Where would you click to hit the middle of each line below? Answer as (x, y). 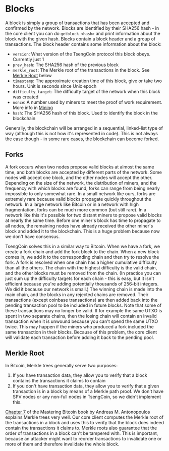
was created (25, 97)
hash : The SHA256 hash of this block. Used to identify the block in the (85, 113)
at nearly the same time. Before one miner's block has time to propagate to (83, 220)
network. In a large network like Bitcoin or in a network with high (72, 204)
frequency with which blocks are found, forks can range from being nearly (82, 188)
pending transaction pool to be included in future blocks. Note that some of (83, 305)
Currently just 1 (28, 59)
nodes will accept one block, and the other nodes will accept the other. (79, 178)
